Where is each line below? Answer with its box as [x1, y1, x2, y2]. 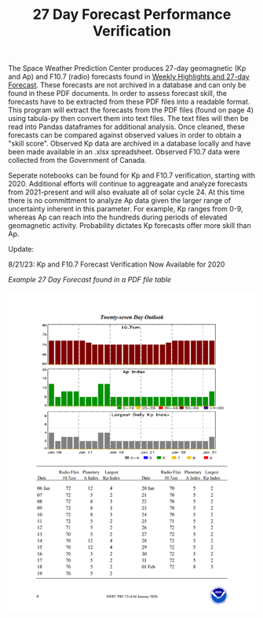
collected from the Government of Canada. [8, 155, 147, 164]
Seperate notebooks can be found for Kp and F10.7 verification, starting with [8, 171, 255, 180]
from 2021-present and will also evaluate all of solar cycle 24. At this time [8, 187, 245, 197]
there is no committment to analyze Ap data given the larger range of [8, 195, 232, 205]
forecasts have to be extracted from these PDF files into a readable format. [8, 97, 250, 106]
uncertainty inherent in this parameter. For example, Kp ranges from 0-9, [8, 204, 243, 213]
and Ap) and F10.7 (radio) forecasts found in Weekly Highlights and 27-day [8, 72, 250, 81]
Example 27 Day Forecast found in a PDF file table [8, 274, 171, 284]
